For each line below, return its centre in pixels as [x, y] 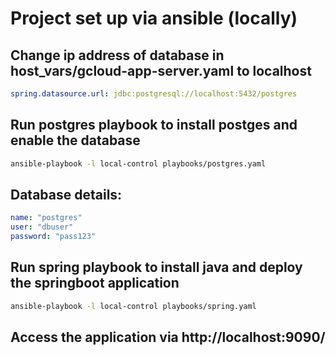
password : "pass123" [53, 237]
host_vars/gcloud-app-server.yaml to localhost [161, 70]
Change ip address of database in [117, 55]
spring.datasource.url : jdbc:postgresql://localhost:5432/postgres [154, 94]
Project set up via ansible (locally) [154, 18]
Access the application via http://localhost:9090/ [168, 337]
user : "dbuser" [42, 227]
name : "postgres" [46, 218]
